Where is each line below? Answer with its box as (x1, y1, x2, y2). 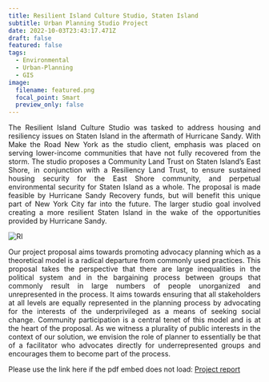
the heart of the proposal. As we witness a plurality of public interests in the (8, 324, 261, 333)
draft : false (8, 34, 52, 42)
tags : (8, 49, 26, 57)
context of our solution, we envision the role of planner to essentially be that (8, 332, 261, 342)
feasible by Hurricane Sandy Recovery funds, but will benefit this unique (8, 191, 261, 201)
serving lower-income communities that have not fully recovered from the (8, 149, 261, 158)
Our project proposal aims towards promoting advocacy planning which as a (8, 247, 261, 257)
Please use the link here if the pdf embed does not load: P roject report (8, 364, 241, 374)
